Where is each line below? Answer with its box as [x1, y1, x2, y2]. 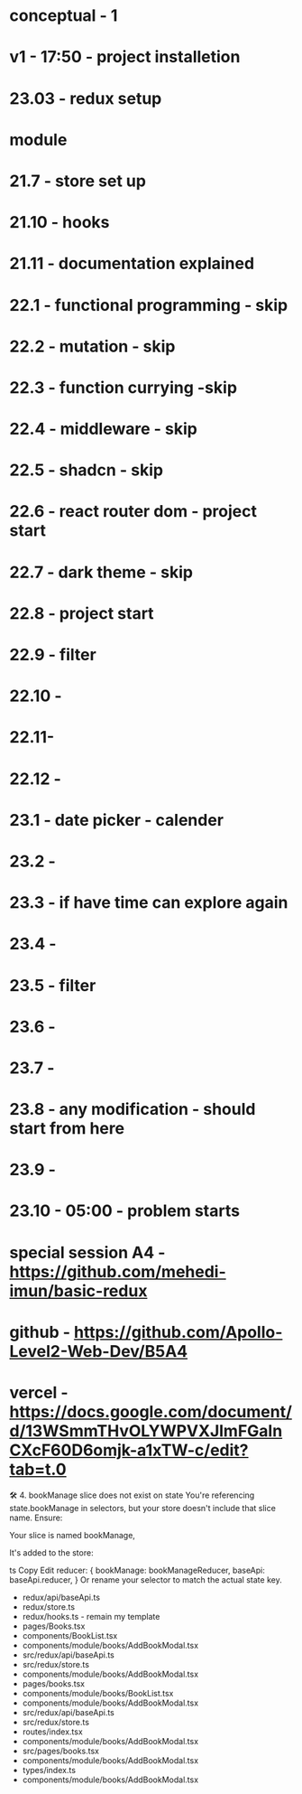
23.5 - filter [9, 975, 96, 995]
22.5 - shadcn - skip [9, 460, 164, 481]
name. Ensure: [9, 1512, 63, 1523]
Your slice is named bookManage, [9, 1529, 135, 1540]
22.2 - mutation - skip [9, 336, 176, 357]
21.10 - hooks [9, 212, 110, 233]
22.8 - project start [9, 603, 155, 623]
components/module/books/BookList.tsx [22, 1687, 174, 1698]
